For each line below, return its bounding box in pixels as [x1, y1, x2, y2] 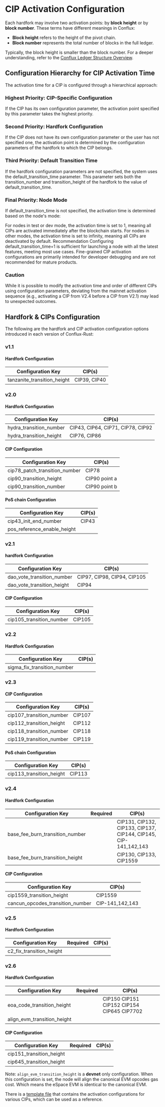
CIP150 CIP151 [102, 995, 139, 1002]
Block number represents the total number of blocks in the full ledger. [12, 39, 154, 45]
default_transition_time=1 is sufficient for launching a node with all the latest [5, 243, 159, 249]
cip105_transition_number [7, 616, 69, 623]
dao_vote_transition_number [7, 573, 73, 580]
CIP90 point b [85, 483, 117, 490]
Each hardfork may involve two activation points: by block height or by [5, 20, 148, 26]
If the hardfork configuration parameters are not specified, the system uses [5, 168, 158, 174]
